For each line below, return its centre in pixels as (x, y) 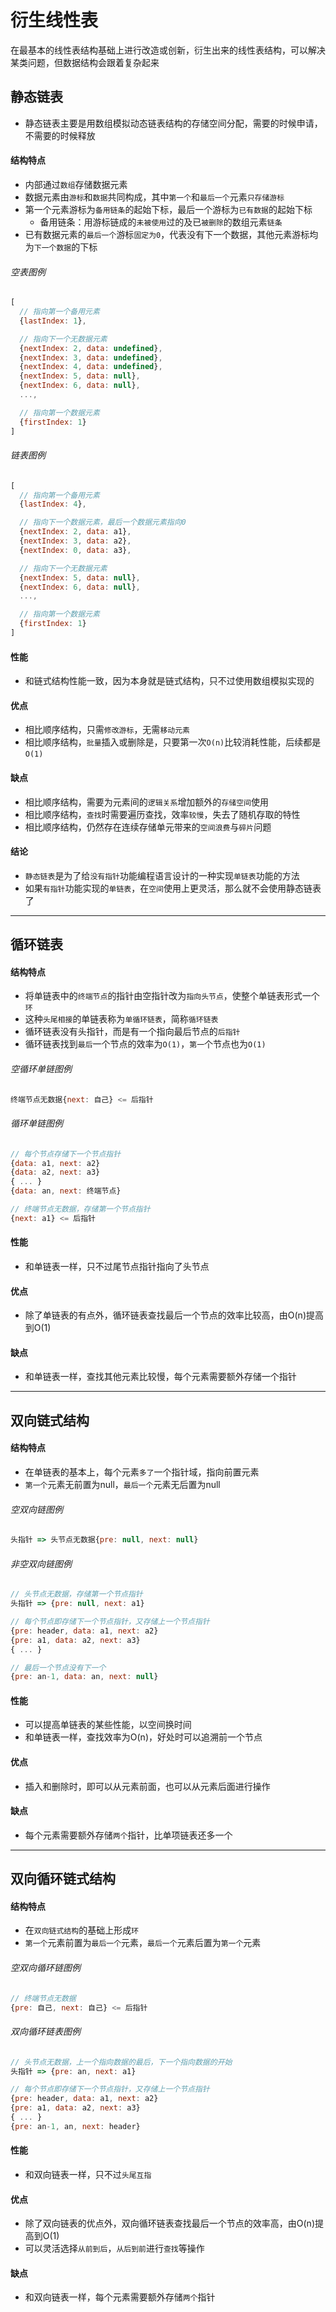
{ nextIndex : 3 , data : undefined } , (91, 357)
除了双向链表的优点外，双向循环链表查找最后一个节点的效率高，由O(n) (169, 2223)
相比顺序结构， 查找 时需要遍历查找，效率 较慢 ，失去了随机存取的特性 (162, 814)
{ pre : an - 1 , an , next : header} (75, 2126)
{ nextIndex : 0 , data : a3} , (75, 550)
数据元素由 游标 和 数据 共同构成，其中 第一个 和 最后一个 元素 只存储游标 (154, 197)
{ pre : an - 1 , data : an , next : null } (84, 1677)
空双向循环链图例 (45, 1968)
